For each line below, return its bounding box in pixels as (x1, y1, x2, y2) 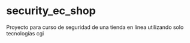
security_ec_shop (6, 4, 96, 18)
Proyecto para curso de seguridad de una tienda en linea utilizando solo (6, 24, 184, 31)
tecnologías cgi (6, 29, 44, 37)
